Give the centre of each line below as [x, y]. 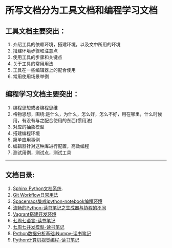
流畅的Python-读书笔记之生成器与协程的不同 [59, 207]
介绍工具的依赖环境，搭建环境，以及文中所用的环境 [67, 44]
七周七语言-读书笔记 [34, 220]
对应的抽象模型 [28, 127]
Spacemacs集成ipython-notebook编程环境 [58, 201]
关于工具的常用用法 [33, 64]
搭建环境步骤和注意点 [35, 51]
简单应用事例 [26, 140]
